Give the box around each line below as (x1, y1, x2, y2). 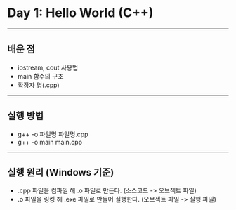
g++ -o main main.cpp (17, 138, 83, 146)
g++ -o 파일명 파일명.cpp (17, 130, 89, 138)
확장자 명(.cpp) (17, 81, 60, 89)
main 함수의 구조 (17, 72, 64, 80)
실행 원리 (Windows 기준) (7, 166, 114, 178)
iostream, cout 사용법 (17, 63, 79, 72)
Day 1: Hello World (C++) (7, 5, 154, 21)
